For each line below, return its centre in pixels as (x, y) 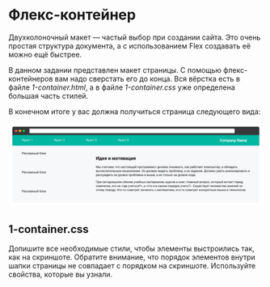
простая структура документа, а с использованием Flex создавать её (130, 45)
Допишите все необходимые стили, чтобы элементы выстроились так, (131, 249)
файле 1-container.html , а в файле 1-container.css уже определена (122, 87)
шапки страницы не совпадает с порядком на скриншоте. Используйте (132, 266)
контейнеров (31, 78)
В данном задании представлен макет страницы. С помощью (115, 70)
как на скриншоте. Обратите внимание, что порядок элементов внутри (132, 257)
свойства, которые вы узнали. (61, 274)
